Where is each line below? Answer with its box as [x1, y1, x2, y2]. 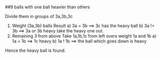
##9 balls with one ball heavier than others [5, 4, 90, 10]
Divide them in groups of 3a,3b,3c [5, 14, 73, 19]
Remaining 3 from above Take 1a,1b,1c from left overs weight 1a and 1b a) [12, 33, 157, 39]
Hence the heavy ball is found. [5, 48, 66, 53]
